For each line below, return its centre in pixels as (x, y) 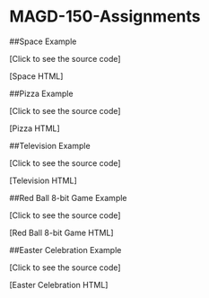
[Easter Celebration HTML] (59, 285)
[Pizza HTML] (35, 128)
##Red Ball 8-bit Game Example (68, 197)
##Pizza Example (41, 93)
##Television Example (50, 145)
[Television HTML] (44, 180)
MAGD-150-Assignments (105, 17)
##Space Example (43, 41)
